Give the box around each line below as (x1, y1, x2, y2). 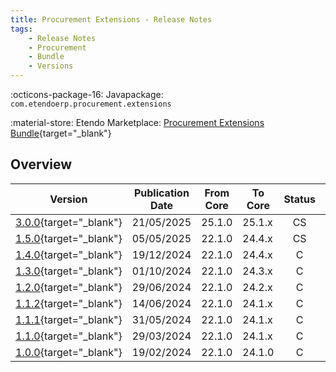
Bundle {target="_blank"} (10, 127, 112, 139)
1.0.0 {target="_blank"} (15, 345, 123, 359)
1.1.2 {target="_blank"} (15, 296, 123, 310)
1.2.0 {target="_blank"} (15, 280, 123, 294)
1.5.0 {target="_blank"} (15, 231, 123, 245)
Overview (10, 156, 73, 173)
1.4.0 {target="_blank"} (15, 247, 123, 261)
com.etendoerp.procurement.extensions (10, 99, 172, 109)
